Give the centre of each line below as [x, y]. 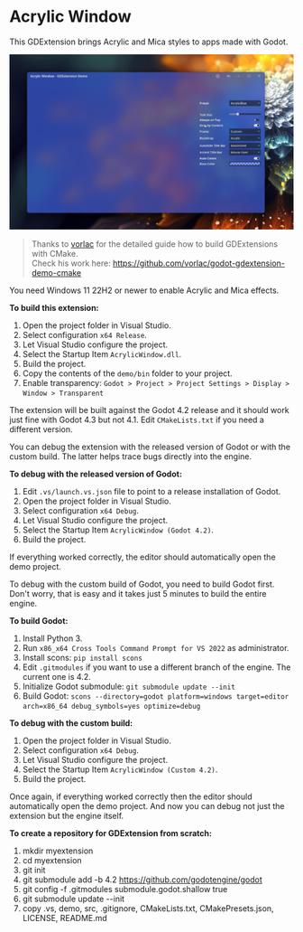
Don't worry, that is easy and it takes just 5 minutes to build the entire [138, 593]
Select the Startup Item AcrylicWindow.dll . [102, 353]
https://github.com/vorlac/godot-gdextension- [199, 263]
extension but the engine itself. [67, 815]
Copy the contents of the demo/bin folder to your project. [127, 373]
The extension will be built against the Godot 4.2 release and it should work [150, 410]
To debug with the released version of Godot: [96, 474]
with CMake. [55, 253]
